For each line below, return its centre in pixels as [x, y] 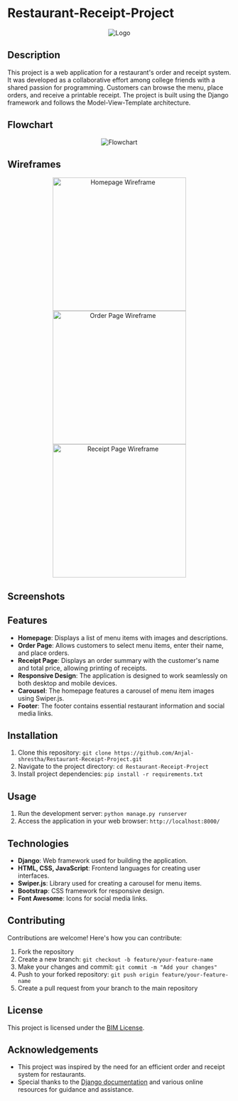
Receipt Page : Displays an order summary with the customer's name [118, 660]
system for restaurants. [52, 1075]
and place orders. [43, 653]
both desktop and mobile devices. [67, 683]
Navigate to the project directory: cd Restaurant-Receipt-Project [113, 767]
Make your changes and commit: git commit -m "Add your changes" [118, 967]
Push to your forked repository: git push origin [88, 974]
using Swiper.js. [41, 698]
